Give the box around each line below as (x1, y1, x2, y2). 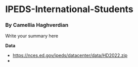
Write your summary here (5, 33, 59, 39)
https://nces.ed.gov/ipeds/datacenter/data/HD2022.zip (12, 52, 128, 58)
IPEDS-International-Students (5, 4, 133, 15)
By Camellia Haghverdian (5, 22, 69, 29)
